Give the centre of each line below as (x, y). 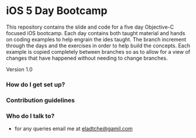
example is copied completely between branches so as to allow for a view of (98, 51)
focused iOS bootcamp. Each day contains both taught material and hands (96, 33)
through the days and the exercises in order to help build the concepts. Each (98, 46)
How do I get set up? (36, 84)
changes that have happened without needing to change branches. (87, 58)
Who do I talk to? (30, 116)
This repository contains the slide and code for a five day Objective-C (90, 27)
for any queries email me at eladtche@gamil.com (73, 129)
